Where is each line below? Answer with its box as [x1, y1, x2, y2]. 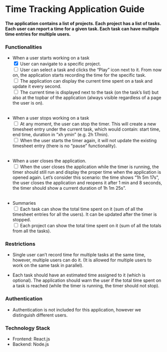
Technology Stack [5, 324, 50, 331]
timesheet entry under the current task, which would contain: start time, [12, 126, 161, 132]
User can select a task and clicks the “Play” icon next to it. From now [19, 67, 162, 73]
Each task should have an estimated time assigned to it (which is [12, 272, 146, 278]
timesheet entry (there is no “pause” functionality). [12, 143, 117, 149]
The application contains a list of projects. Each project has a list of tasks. [5, 20, 161, 26]
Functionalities [5, 44, 42, 51]
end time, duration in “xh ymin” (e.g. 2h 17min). [12, 132, 109, 138]
